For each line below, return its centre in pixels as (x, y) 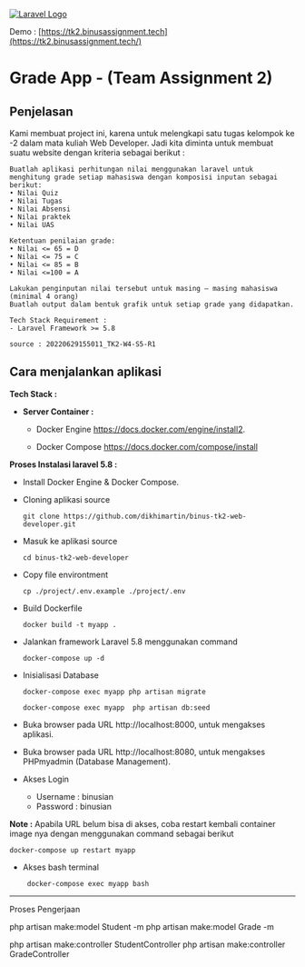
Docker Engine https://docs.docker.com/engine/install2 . (141, 429)
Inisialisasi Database (61, 675)
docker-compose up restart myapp (73, 850)
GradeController (39, 953)
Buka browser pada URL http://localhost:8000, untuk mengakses (144, 724)
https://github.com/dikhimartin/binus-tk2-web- (155, 516)
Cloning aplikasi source (66, 499)
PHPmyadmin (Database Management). (96, 761)
